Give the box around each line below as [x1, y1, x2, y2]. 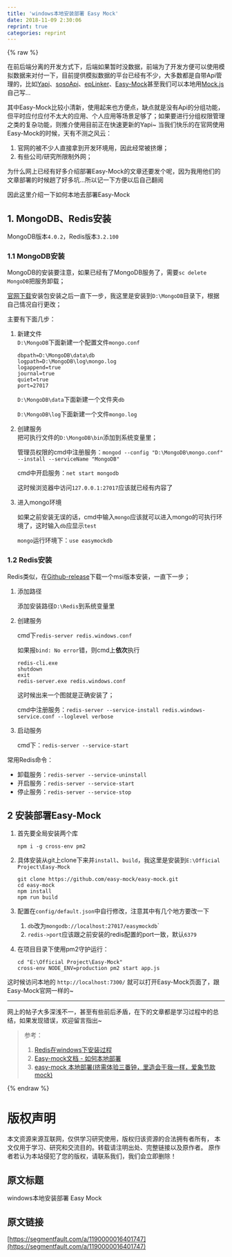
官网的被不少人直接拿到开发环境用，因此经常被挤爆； [17, 144, 169, 152]
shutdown [17, 665, 43, 673]
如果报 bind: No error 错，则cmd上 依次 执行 [17, 646, 140, 654]
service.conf [17, 713, 55, 720]
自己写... [7, 89, 31, 97]
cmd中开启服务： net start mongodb [17, 469, 119, 477]
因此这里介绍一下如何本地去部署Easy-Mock [7, 191, 130, 199]
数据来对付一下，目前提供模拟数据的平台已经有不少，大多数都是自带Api [12, 71, 216, 80]
